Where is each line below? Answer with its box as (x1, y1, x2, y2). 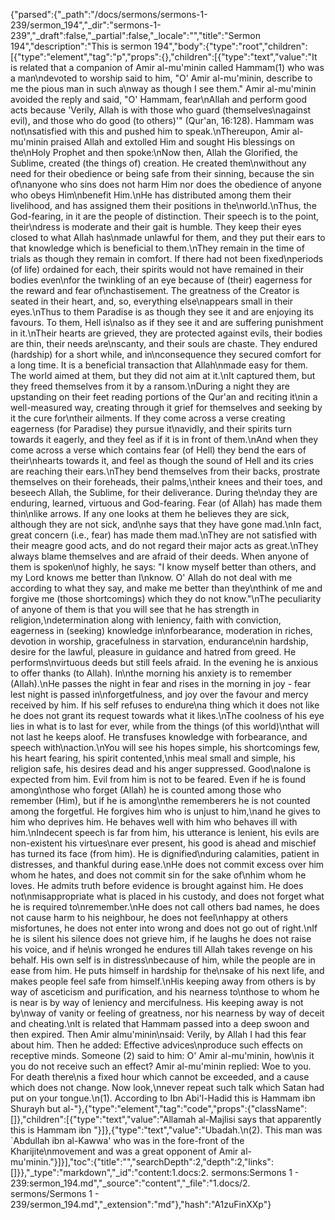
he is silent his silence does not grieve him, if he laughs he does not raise (10, 933, 312, 944)
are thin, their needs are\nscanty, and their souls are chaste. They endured (10, 338, 318, 349)
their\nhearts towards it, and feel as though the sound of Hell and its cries (10, 455, 314, 466)
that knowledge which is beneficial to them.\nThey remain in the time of (10, 242, 305, 254)
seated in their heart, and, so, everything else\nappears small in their (10, 295, 294, 307)
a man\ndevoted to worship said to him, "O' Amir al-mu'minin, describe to (10, 72, 313, 84)
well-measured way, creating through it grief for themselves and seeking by (10, 402, 323, 413)
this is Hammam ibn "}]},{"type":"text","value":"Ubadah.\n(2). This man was (10, 1124, 323, 1136)
